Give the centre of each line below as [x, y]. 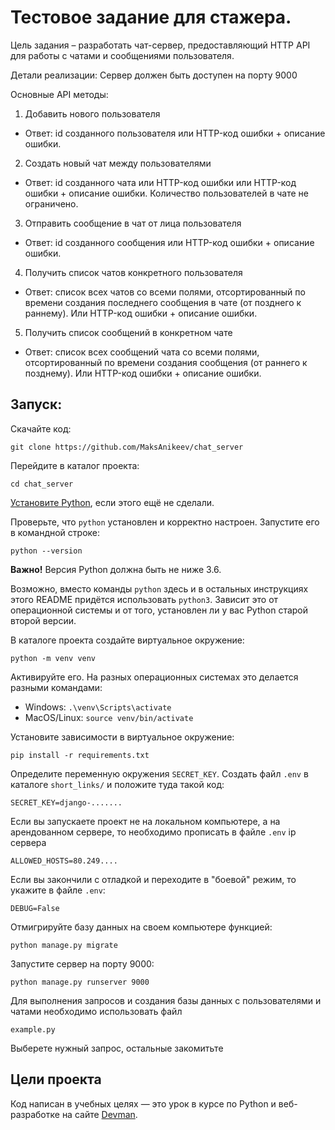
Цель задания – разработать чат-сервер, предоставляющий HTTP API [160, 45]
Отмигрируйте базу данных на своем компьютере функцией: [141, 927]
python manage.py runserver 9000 [80, 982]
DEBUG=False [35, 908]
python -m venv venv [53, 658]
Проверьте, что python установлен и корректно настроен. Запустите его [165, 522]
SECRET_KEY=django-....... [66, 802]
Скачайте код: [41, 428]
